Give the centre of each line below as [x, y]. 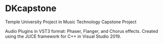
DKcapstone [31, 8]
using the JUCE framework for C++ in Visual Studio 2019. [63, 36]
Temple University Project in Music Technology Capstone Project [71, 22]
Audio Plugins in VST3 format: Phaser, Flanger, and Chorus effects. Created [81, 31]
